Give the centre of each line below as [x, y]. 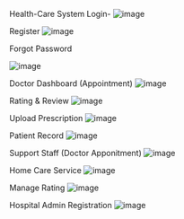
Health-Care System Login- [60, 14]
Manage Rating [37, 188]
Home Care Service [46, 170]
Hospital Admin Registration [61, 205]
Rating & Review [39, 101]
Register [25, 31]
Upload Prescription [46, 118]
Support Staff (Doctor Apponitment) [75, 153]
